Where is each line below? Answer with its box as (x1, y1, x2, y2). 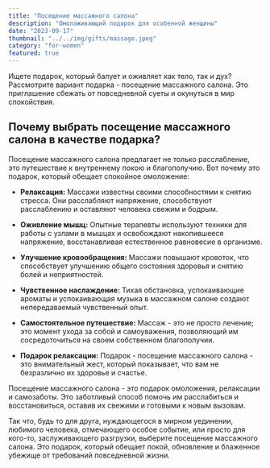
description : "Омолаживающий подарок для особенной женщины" (8, 19, 218, 27)
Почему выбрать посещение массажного (8, 120, 231, 134)
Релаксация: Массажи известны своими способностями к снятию (19, 187, 252, 197)
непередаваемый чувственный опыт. (19, 302, 149, 312)
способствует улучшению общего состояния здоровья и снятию (19, 261, 243, 271)
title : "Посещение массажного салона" (8, 11, 139, 20)
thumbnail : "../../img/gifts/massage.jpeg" (8, 34, 157, 43)
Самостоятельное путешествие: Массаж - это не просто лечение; (19, 317, 254, 327)
